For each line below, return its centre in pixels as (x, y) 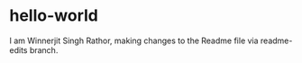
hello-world (54, 16)
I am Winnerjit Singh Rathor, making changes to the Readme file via (134, 40)
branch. (44, 49)
